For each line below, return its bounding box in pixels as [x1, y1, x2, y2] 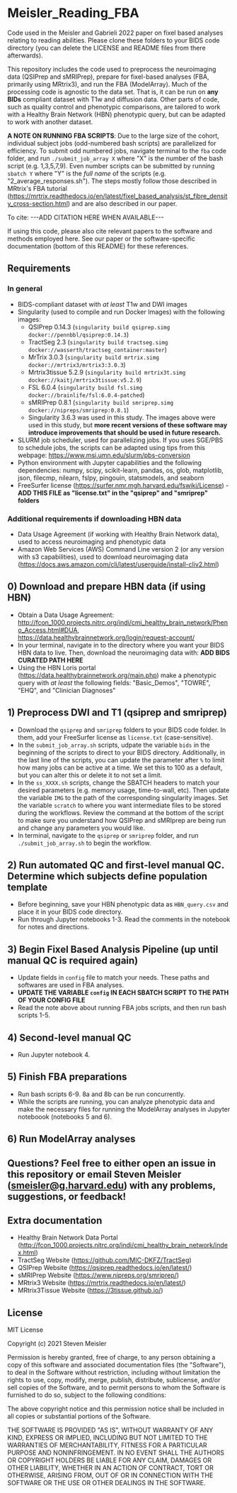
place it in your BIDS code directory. [17, 907, 123, 917]
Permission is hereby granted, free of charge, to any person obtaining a [7, 1353, 216, 1362]
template [7, 881, 48, 893]
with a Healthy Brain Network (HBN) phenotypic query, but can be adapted [7, 110, 226, 119]
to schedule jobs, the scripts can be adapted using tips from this [17, 443, 205, 452]
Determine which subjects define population [7, 870, 207, 882]
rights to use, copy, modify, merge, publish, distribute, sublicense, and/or [7, 1376, 221, 1384]
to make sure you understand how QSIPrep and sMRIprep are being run [17, 816, 226, 824]
